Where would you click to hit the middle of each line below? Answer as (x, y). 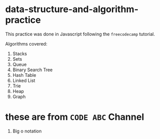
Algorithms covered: (26, 43)
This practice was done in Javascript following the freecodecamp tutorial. (80, 34)
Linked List (24, 80)
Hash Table (24, 75)
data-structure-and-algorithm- (72, 9)
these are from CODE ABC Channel (75, 117)
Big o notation (27, 131)
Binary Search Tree (33, 70)
